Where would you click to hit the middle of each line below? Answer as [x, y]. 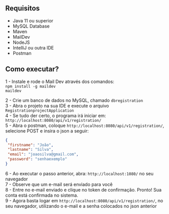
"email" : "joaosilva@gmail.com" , [43, 154]
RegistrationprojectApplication [40, 111]
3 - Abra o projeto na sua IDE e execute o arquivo [57, 105]
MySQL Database [31, 26]
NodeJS [21, 42]
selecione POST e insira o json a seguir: [47, 131]
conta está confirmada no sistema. [42, 195]
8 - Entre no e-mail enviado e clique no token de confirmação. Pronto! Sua [83, 190]
